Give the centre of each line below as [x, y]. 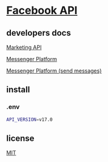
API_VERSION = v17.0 [29, 119]
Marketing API [24, 47]
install [18, 90]
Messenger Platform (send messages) [54, 71]
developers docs [39, 33]
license [20, 138]
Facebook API [42, 11]
